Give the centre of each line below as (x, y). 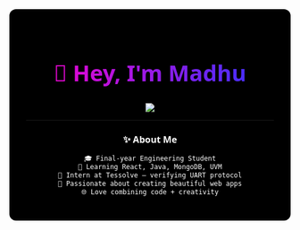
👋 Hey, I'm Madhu (150, 73)
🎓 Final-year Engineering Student (150, 159)
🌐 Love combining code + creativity (150, 192)
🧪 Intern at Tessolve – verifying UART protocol (150, 175)
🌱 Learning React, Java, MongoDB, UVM (150, 166)
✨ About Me (150, 139)
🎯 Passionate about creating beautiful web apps (150, 183)
